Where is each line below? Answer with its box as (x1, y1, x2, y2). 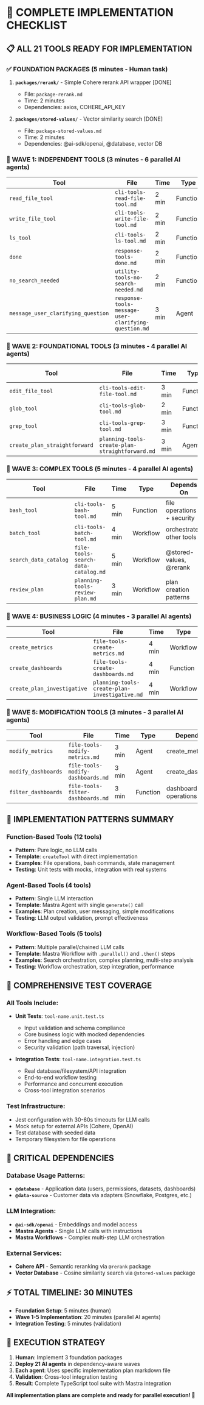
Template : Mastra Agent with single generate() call (15, 902, 144, 909)
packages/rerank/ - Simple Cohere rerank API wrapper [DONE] (15, 79, 172, 86)
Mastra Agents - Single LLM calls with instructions (15, 1227, 143, 1234)
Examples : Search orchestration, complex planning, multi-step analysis (15, 956, 194, 964)
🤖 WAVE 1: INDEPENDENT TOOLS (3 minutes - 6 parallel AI (6, 155, 181, 163)
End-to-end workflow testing (24, 1074, 97, 1081)
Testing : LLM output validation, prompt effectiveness (15, 914, 149, 922)
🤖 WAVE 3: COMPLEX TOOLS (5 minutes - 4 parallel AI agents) (6, 464, 193, 473)
